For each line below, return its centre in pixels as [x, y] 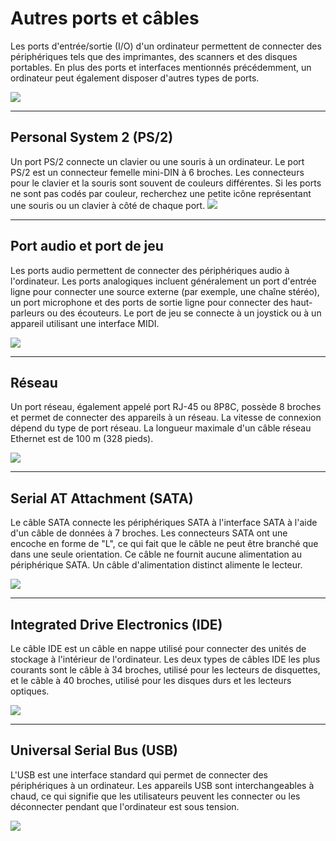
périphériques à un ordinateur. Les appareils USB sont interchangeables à [162, 785]
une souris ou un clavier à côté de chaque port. [108, 205]
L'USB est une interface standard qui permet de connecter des [139, 774]
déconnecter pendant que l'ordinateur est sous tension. [125, 806]
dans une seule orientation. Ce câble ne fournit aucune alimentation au [156, 554]
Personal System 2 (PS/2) [92, 137]
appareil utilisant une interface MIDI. [85, 323]
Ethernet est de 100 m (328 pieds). [82, 439]
